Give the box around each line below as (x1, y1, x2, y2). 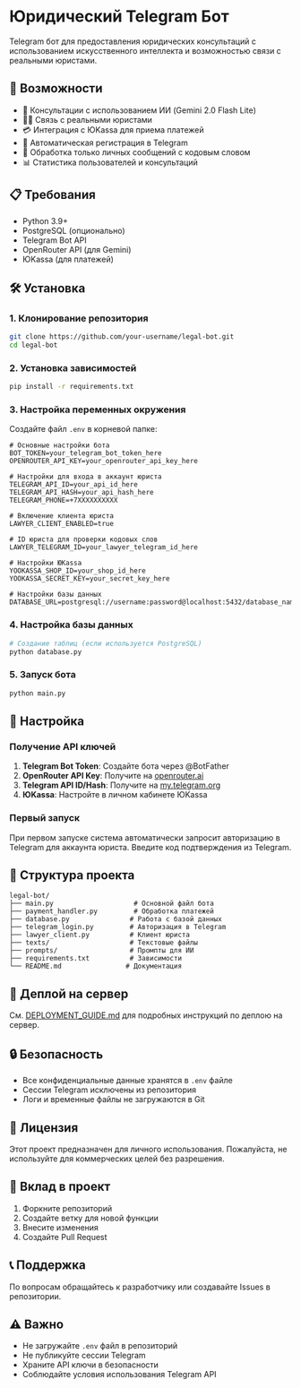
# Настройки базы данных (9, 590, 102, 599)
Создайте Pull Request (21, 1231, 107, 1242)
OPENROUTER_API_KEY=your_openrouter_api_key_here (9, 457, 199, 466)
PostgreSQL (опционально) (21, 225, 125, 236)
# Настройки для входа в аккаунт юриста (9, 472, 163, 481)
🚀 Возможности (9, 81, 103, 96)
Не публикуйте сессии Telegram (21, 1350, 146, 1361)
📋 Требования (9, 187, 96, 203)
